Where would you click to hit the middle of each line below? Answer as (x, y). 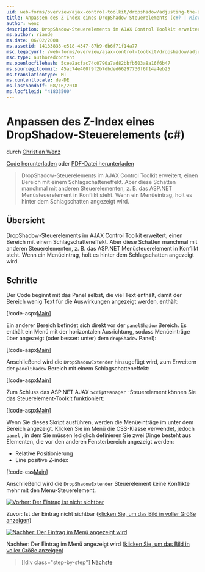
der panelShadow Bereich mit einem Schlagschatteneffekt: (78, 369)
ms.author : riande (30, 35)
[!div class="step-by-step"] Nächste (67, 562)
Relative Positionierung (44, 453)
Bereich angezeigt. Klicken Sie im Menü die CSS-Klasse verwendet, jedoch (101, 429)
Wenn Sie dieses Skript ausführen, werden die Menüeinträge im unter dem (100, 422)
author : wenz (23, 23)
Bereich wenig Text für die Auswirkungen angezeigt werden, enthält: (92, 302)
